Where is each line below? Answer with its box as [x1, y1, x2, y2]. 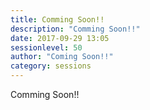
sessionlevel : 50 [10, 42, 83, 53]
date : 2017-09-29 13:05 [10, 33, 110, 43]
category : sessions [10, 61, 92, 71]
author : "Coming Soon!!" [10, 52, 114, 62]
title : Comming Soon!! [10, 14, 105, 25]
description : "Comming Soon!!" [10, 24, 141, 34]
